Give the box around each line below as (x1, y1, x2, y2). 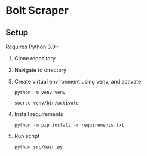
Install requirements (14, 111, 63, 117)
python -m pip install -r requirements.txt (14, 122, 125, 128)
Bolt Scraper (5, 4, 69, 17)
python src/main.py (14, 144, 63, 150)
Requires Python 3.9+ (5, 43, 59, 50)
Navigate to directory (14, 66, 67, 74)
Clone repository (14, 55, 56, 62)
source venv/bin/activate (14, 100, 79, 106)
